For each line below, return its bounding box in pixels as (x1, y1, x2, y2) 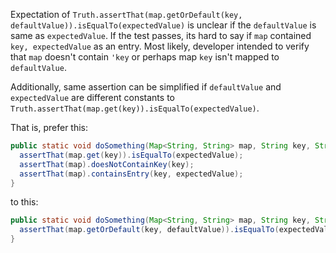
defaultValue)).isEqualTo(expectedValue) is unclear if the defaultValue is (10, 19, 317, 31)
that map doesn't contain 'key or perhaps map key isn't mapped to (10, 51, 280, 63)
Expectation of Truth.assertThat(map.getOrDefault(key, (10, 9, 243, 20)
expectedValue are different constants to (10, 92, 175, 103)
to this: (10, 196, 39, 208)
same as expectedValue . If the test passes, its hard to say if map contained (10, 30, 312, 41)
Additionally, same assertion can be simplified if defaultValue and (10, 81, 282, 93)
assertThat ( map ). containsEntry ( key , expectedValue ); (19, 169, 244, 179)
